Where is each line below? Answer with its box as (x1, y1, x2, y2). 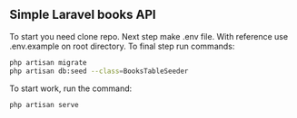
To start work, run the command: (9, 83, 133, 94)
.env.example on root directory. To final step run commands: (9, 41, 235, 51)
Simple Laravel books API (9, 7, 156, 23)
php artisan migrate (9, 58, 88, 67)
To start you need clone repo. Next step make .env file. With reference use (9, 31, 289, 41)
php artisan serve (9, 100, 79, 109)
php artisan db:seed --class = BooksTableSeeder (9, 67, 189, 76)
